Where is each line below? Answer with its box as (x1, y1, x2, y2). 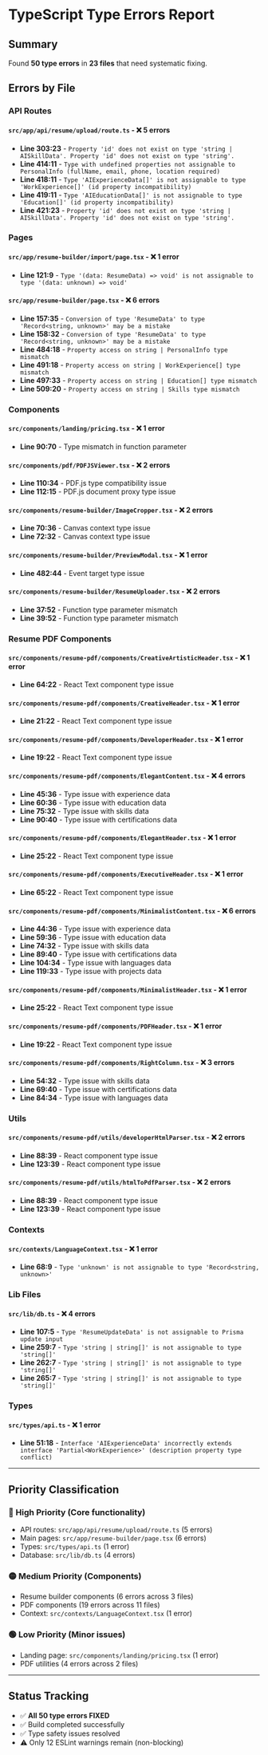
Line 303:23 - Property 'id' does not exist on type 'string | (19, 144, 233, 153)
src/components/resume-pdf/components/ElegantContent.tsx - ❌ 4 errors (8, 771, 246, 780)
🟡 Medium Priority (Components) (8, 1571, 142, 1582)
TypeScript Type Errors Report (8, 6, 215, 24)
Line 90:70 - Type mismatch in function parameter (19, 441, 187, 452)
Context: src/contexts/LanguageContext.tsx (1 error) (19, 1609, 193, 1619)
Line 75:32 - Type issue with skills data (19, 806, 149, 815)
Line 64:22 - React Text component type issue (19, 680, 174, 689)
